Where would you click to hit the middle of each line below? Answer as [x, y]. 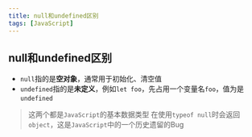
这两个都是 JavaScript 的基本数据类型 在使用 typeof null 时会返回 [134, 114]
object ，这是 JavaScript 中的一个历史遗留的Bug [106, 125]
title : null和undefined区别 [54, 16]
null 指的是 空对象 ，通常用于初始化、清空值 [91, 79]
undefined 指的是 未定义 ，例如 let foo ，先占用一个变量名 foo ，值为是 [132, 89]
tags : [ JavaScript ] [41, 23]
